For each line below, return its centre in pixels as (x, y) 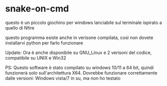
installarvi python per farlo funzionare (44, 42)
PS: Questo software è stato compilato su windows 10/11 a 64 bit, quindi (79, 67)
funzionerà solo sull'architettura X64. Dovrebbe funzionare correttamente (81, 72)
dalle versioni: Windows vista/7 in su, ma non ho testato (63, 78)
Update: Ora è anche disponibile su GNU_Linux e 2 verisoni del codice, (78, 52)
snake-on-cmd (37, 9)
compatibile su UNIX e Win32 (36, 57)
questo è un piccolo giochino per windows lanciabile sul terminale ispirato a (84, 22)
